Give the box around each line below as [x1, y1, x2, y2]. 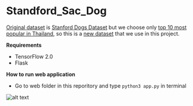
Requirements [6, 41, 42, 49]
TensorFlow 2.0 [14, 53, 53, 60]
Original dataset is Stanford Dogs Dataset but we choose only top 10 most [6, 24, 187, 31]
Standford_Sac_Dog [6, 4, 107, 18]
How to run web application [6, 70, 75, 78]
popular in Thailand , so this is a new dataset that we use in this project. [6, 30, 180, 37]
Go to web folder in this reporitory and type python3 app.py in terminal [14, 82, 187, 89]
